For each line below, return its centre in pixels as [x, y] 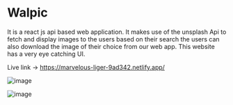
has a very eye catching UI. [46, 54]
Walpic [27, 13]
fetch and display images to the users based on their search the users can [114, 39]
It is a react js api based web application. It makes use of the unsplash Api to [117, 32]
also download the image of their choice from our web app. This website [111, 46]
